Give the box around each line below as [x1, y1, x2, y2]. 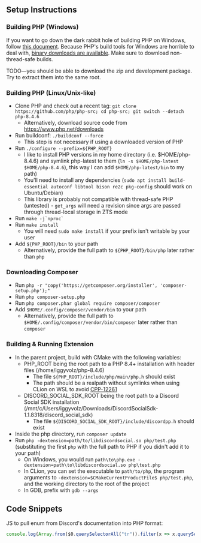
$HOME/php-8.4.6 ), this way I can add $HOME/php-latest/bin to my [23, 163, 184, 170]
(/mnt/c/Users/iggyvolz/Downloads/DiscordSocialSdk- [23, 404, 159, 412]
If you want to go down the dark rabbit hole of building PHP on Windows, [6, 36, 186, 44]
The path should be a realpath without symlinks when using [32, 379, 180, 386]
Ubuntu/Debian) [23, 189, 64, 196]
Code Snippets [6, 503, 63, 514]
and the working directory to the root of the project [23, 480, 150, 487]
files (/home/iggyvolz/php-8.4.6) [23, 366, 105, 374]
